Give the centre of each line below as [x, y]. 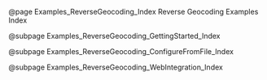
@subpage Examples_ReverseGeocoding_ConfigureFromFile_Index [121, 51]
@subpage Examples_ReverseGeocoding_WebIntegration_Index [116, 67]
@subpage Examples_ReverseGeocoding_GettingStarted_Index [115, 36]
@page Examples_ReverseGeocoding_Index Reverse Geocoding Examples [133, 12]
